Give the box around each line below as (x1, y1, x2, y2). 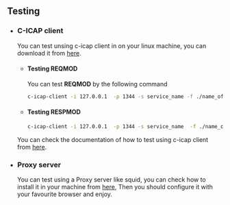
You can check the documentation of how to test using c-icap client (16, 135, 209, 143)
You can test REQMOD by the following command (27, 80, 168, 88)
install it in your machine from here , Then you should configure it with (16, 183, 214, 191)
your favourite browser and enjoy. (16, 190, 113, 198)
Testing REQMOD (27, 64, 78, 73)
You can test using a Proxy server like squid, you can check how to (16, 176, 207, 184)
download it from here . (16, 49, 81, 57)
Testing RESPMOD (27, 108, 81, 116)
